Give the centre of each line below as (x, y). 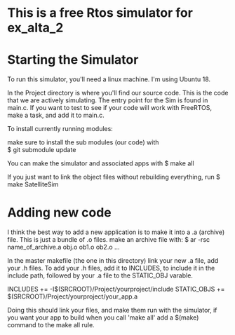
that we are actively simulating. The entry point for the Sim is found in (108, 100)
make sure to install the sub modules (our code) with (83, 142)
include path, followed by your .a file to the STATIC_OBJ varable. (100, 275)
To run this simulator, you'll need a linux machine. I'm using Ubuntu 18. (109, 79)
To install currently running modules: (60, 129)
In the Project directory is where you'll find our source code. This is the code (118, 93)
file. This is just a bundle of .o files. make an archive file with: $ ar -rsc (109, 240)
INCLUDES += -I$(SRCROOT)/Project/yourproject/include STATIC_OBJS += (116, 289)
